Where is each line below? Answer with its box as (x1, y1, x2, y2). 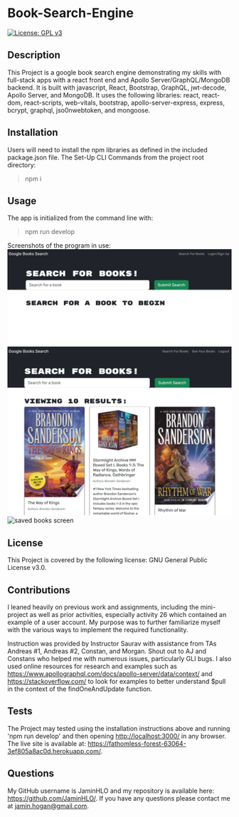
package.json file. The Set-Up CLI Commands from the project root (7, 153, 204, 162)
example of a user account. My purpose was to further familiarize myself (7, 618, 221, 627)
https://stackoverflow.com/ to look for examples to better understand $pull (7, 678, 226, 686)
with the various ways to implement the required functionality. (7, 626, 188, 634)
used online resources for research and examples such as (7, 662, 178, 670)
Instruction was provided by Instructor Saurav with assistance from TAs (7, 639, 217, 648)
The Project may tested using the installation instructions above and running (7, 724, 230, 732)
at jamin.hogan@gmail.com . (7, 801, 89, 810)
